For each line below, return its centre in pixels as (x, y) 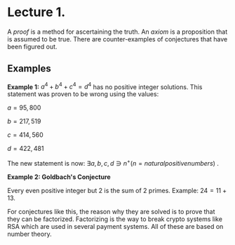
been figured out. (32, 46)
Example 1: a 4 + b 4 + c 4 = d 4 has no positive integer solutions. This (105, 86)
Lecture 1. (36, 12)
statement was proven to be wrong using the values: (83, 94)
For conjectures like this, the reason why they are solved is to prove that (111, 212)
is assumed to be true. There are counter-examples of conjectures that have (117, 39)
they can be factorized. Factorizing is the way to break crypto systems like (115, 219)
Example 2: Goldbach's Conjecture (59, 177)
